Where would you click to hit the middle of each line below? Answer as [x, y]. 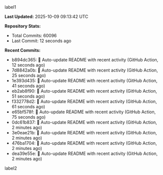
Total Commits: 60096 [34, 36]
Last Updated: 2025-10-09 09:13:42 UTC [47, 16]
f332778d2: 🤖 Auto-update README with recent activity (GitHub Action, [84, 101]
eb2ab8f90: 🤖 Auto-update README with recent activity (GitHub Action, [84, 91]
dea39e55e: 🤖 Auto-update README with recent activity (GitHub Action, [84, 153]
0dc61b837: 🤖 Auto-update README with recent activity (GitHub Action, [84, 122]
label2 [11, 168]
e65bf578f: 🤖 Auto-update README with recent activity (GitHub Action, [84, 112]
